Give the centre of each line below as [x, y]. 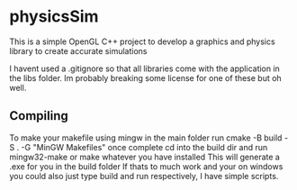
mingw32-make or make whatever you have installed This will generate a [145, 157]
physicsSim [54, 17]
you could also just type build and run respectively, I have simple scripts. [144, 176]
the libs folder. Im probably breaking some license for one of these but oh [145, 77]
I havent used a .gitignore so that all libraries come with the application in [145, 68]
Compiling [39, 116]
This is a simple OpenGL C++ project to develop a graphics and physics [143, 41]
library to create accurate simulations [78, 50]
